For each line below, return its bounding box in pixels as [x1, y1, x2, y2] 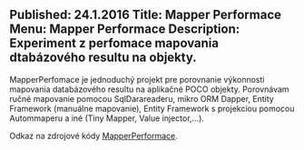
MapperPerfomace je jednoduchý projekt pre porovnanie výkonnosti [9, 74, 265, 85]
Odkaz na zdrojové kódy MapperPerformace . [9, 130, 179, 141]
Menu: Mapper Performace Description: [9, 22, 240, 37]
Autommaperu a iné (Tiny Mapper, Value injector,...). [9, 113, 204, 124]
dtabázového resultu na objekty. [9, 50, 197, 65]
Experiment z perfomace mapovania [9, 35, 220, 51]
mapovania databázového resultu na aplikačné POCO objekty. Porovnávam [9, 84, 289, 95]
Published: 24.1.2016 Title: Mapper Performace [9, 7, 282, 23]
